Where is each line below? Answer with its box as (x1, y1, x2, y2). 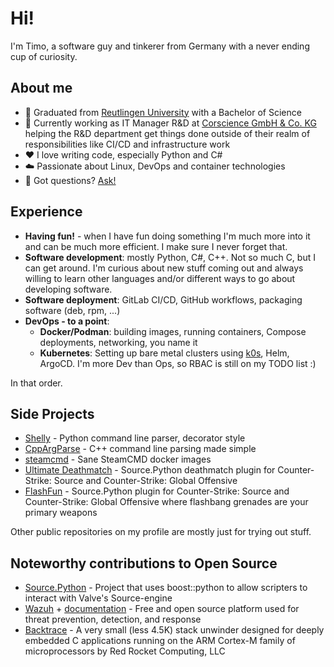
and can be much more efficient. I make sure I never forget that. (24, 240, 288, 252)
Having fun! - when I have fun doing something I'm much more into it (24, 230, 311, 242)
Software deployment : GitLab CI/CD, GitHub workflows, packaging (24, 293, 303, 306)
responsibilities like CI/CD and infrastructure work (24, 138, 231, 150)
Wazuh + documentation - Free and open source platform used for (24, 603, 300, 615)
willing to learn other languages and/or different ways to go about (24, 272, 296, 284)
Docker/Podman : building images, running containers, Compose (39, 325, 307, 337)
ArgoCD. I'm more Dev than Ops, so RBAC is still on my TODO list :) (39, 357, 317, 369)
